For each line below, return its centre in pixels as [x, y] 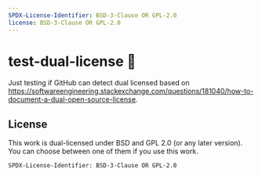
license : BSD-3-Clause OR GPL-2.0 [65, 23]
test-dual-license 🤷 [72, 61]
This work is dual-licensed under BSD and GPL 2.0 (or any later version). [126, 143]
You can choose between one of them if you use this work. [103, 151]
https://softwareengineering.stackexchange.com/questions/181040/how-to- [131, 92]
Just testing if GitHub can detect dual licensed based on [99, 83]
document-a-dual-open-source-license [72, 99]
